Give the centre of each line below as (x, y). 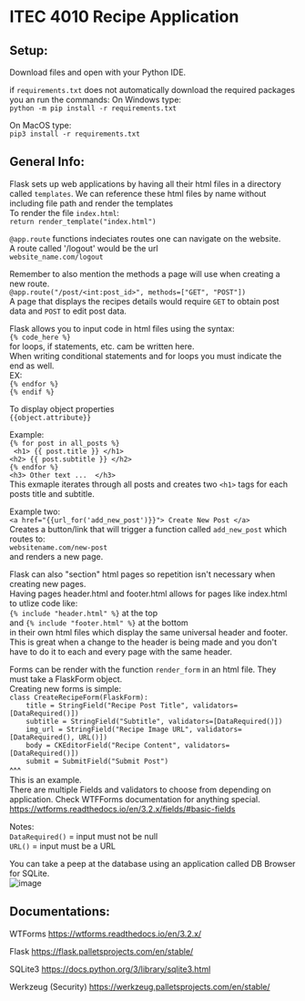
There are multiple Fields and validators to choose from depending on (140, 789)
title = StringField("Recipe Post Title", (107, 705)
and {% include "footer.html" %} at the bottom (99, 623)
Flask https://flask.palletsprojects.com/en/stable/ (102, 951)
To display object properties (62, 408)
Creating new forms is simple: (65, 688)
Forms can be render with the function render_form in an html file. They (143, 669)
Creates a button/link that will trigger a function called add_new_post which (148, 529)
